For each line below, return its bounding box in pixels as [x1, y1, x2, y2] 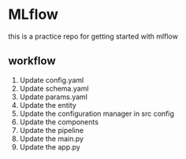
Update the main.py [19, 134, 84, 143]
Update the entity [19, 100, 76, 109]
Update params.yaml [19, 92, 88, 102]
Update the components [19, 116, 99, 127]
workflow [8, 54, 56, 68]
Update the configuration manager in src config [19, 109, 175, 118]
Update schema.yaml [19, 83, 89, 93]
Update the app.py [19, 142, 80, 151]
